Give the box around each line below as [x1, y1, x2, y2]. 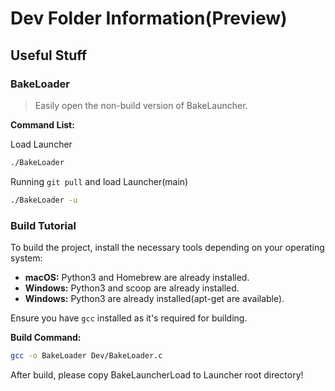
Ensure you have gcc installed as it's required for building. [10, 312, 248, 324]
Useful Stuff [10, 47, 88, 64]
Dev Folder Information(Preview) [10, 7, 288, 30]
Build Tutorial [10, 218, 77, 232]
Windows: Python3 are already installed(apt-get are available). [24, 292, 285, 304]
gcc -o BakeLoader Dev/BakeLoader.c [10, 350, 163, 361]
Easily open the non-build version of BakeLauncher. [34, 99, 248, 111]
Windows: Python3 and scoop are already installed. [24, 282, 240, 294]
